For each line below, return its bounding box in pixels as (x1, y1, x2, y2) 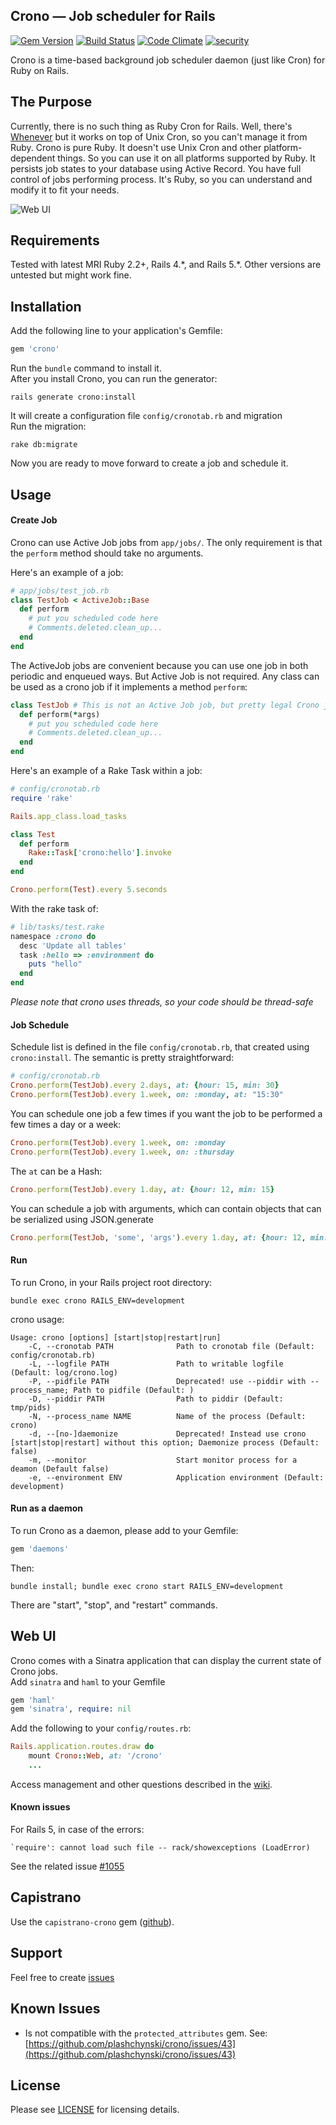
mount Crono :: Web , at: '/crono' (28, 1751, 163, 1761)
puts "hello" (28, 959, 83, 969)
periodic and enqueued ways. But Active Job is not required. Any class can (10, 670, 320, 682)
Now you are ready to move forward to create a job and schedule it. (10, 457, 289, 469)
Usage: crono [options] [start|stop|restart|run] (10, 1332, 222, 1343)
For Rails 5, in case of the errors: (10, 1824, 145, 1836)
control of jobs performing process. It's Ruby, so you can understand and (10, 173, 313, 185)
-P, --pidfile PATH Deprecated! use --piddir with (28, 1376, 307, 1386)
